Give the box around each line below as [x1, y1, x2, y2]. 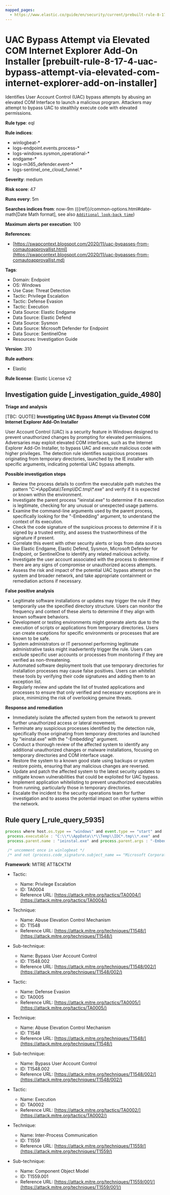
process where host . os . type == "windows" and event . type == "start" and [5, 829, 162, 834]
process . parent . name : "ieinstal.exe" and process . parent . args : [7, 838, 148, 844]
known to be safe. [12, 635, 51, 641]
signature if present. [12, 535, 55, 541]
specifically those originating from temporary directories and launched [12, 731, 160, 737]
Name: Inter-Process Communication [20, 1132, 98, 1138]
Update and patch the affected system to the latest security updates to [12, 768, 160, 774]
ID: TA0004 [20, 887, 45, 893]
